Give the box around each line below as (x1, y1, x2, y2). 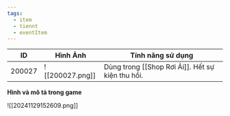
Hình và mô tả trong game (7, 88, 82, 96)
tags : (7, 10, 23, 17)
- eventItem (13, 29, 48, 36)
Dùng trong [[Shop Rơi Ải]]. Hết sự (103, 62, 214, 72)
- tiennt (13, 23, 38, 29)
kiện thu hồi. (103, 71, 144, 81)
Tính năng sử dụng (129, 50, 194, 60)
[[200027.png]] (44, 71, 96, 81)
